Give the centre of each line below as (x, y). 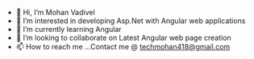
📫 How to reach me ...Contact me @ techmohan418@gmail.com (123, 47)
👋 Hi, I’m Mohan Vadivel (55, 12)
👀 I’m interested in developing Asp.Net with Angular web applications (131, 21)
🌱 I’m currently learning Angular (69, 29)
